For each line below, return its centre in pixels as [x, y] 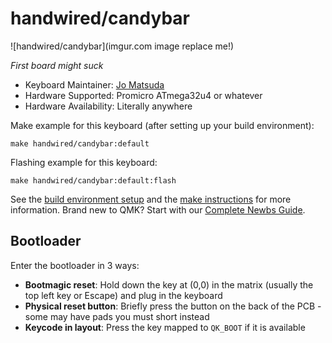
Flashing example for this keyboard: [84, 162]
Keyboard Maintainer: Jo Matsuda [94, 84]
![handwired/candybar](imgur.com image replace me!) [122, 46]
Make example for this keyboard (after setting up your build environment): [162, 125]
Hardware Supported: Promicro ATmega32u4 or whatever [143, 95]
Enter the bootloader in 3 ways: [75, 265]
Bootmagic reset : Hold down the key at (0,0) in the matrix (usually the [169, 284]
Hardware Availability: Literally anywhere [108, 106]
